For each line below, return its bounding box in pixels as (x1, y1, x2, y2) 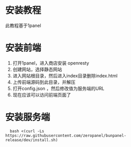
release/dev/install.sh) (5, 137, 58, 142)
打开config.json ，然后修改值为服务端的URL (12, 85, 104, 92)
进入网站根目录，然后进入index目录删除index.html (12, 72, 118, 79)
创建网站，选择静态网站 (12, 66, 62, 72)
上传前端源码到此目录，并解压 (12, 79, 75, 85)
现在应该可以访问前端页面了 (12, 92, 71, 98)
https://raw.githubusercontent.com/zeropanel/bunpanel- (5, 133, 126, 138)
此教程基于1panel (5, 22, 42, 28)
